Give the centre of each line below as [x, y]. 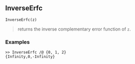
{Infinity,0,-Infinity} [30, 57]
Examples [18, 42]
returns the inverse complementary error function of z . [74, 29]
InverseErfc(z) [21, 19]
